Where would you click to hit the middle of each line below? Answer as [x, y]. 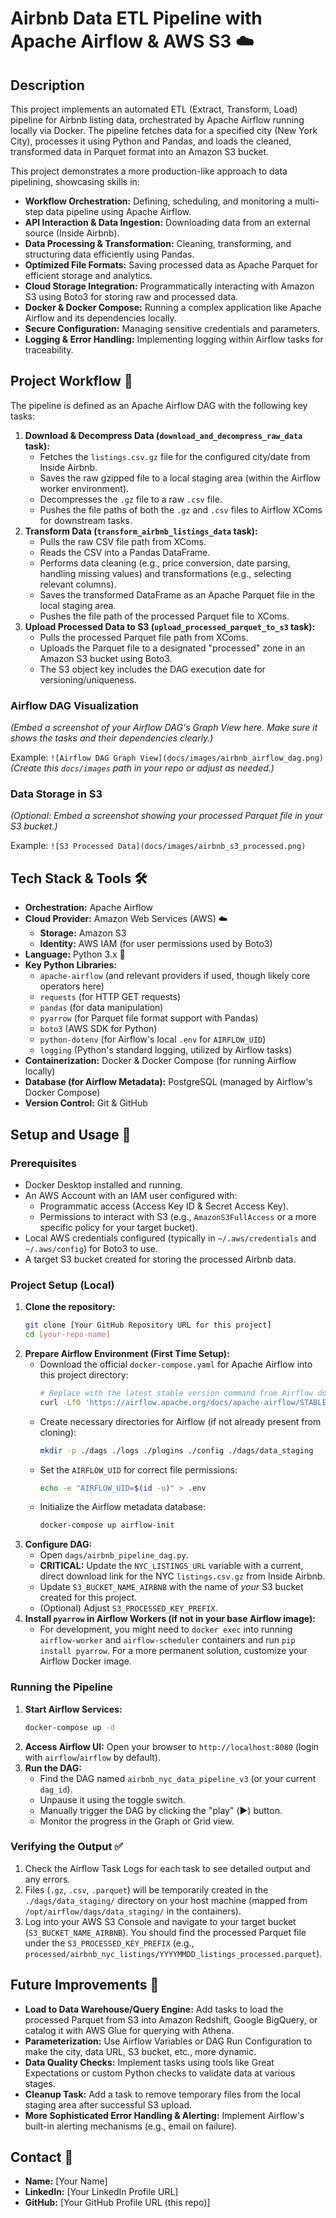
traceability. [49, 350]
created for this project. [88, 1598]
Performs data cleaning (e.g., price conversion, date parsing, [165, 563]
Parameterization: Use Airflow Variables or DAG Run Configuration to [168, 2041]
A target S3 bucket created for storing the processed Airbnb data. [160, 1259]
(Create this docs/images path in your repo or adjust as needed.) [142, 768]
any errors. [47, 1879]
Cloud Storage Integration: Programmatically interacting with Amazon [169, 286]
